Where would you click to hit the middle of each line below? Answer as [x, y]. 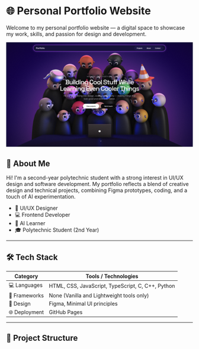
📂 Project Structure [42, 338]
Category [26, 276]
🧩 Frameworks [26, 296]
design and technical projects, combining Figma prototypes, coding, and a [97, 190]
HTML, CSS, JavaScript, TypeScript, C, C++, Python [112, 286]
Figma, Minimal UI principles [83, 304]
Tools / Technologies [112, 276]
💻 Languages [26, 285]
